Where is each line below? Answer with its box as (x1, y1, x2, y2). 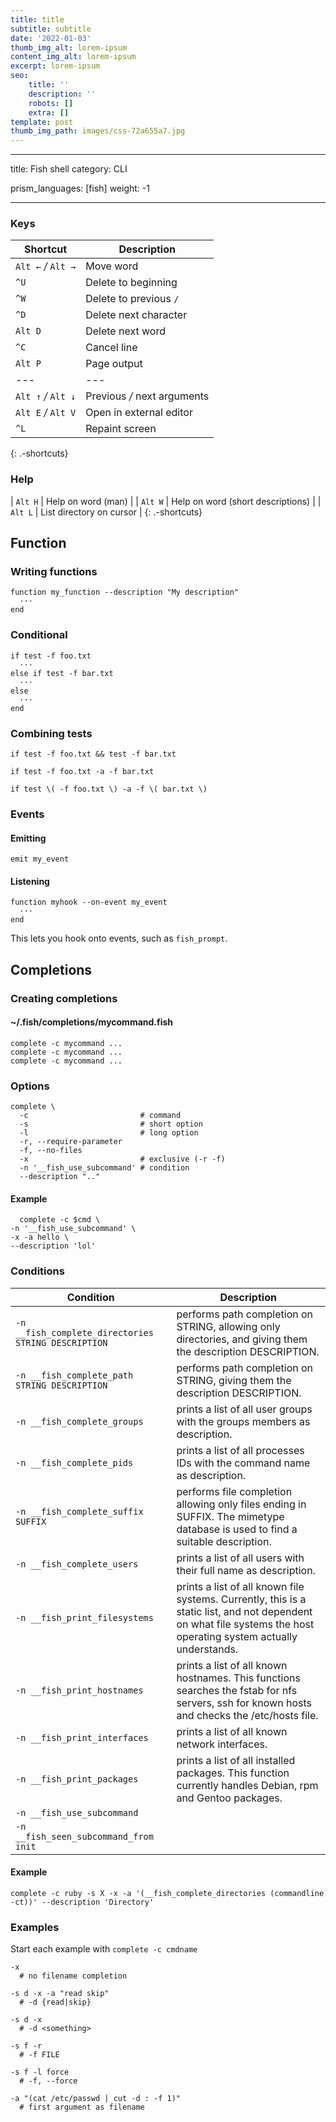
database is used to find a (176, 1522, 298, 1536)
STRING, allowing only (176, 1319, 281, 1333)
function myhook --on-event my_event (10, 897, 168, 908)
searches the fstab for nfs (176, 1683, 298, 1697)
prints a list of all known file (176, 1579, 305, 1593)
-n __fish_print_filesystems (15, 1612, 154, 1623)
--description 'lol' (10, 1241, 97, 1251)
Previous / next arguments (85, 389, 210, 403)
